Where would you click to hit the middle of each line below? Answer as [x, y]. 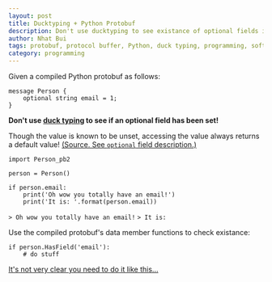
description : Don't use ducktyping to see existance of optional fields [134, 31]
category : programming [47, 53]
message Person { [38, 91]
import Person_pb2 [39, 159]
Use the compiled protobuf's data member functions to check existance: [130, 232]
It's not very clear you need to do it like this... [83, 269]
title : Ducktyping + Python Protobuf [72, 23]
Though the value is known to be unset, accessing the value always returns [134, 136]
